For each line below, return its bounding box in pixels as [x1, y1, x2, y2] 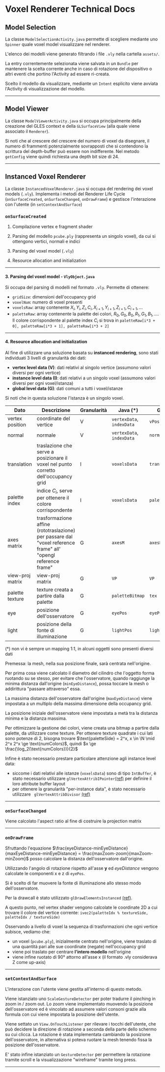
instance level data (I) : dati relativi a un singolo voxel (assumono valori [12, 375, 156, 381]
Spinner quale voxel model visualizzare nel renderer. [5, 41, 111, 47]
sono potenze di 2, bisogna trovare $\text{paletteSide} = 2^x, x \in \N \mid [5, 735, 155, 741]
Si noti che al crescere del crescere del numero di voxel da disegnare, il [5, 138, 150, 144]
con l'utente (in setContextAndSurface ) [5, 201, 82, 207]
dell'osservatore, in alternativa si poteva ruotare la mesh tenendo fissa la [5, 1036, 152, 1042]
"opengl [36, 552, 55, 558]
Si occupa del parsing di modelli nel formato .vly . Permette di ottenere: [5, 285, 150, 291]
